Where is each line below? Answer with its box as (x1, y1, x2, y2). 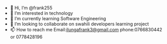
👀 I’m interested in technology (10, 10, 73, 16)
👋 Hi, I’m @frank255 (10, 5, 53, 11)
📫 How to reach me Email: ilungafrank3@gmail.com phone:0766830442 (10, 27, 162, 32)
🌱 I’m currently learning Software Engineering (10, 16, 106, 21)
